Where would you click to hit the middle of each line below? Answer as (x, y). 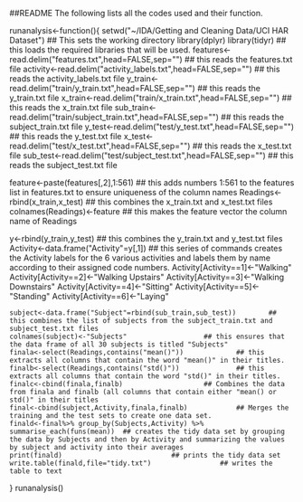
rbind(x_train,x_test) (47, 202)
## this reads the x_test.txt (242, 146)
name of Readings (43, 221)
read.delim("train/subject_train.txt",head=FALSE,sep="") (114, 117)
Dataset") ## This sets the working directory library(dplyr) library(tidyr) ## (148, 40)
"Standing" (30, 296)
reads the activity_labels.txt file (67, 79)
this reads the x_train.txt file (61, 107)
